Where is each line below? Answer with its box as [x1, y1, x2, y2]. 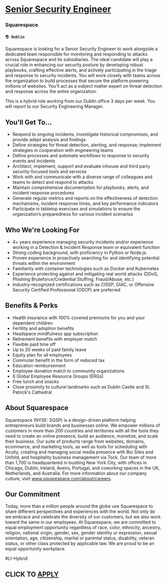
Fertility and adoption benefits [12, 325, 74, 331]
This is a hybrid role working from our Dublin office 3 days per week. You [5, 98, 156, 104]
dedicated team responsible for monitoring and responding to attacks [5, 51, 148, 57]
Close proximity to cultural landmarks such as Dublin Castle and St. [12, 384, 151, 390]
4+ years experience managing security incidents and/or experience [12, 239, 154, 245]
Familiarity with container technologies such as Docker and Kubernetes [12, 265, 159, 271]
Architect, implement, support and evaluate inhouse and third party [12, 163, 151, 169]
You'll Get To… [5, 118, 52, 126]
